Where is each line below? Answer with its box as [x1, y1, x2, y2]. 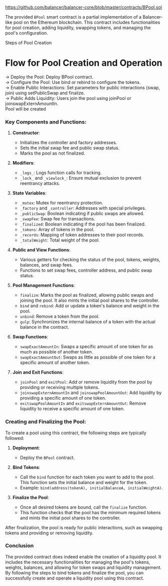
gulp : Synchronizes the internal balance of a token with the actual [20, 319, 155, 325]
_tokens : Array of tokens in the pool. [20, 226, 95, 232]
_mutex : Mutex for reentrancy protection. [20, 200, 104, 206]
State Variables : [12, 190, 47, 196]
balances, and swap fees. [20, 262, 73, 268]
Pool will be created [5, 105, 46, 112]
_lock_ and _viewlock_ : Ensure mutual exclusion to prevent [20, 175, 141, 181]
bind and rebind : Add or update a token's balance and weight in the [20, 303, 159, 309]
